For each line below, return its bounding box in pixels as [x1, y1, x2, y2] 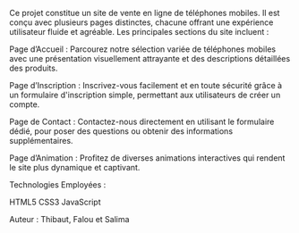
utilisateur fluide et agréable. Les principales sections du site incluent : [9, 27, 269, 37]
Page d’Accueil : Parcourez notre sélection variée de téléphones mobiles [9, 44, 276, 54]
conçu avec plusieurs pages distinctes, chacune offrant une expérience [9, 17, 274, 28]
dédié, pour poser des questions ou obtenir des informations [9, 126, 234, 137]
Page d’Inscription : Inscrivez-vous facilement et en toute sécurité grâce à [9, 80, 283, 90]
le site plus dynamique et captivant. [9, 162, 141, 172]
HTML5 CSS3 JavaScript [9, 196, 101, 207]
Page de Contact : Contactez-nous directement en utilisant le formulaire [9, 116, 275, 127]
